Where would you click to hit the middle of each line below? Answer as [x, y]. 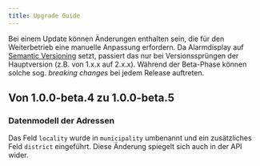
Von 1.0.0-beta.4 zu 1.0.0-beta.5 [91, 98]
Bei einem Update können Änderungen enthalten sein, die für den [116, 38]
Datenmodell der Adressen [61, 120]
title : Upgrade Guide [44, 16]
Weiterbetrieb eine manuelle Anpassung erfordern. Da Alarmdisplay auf [126, 47]
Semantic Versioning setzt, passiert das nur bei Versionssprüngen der [124, 55]
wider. [19, 155]
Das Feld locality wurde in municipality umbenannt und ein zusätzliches [130, 138]
